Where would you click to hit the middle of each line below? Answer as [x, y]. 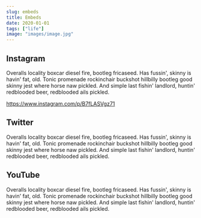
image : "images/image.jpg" [40, 34]
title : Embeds [24, 17]
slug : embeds [22, 12]
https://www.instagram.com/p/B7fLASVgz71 [61, 103]
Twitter [20, 123]
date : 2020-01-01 [28, 23]
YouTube [23, 175]
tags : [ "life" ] [25, 29]
